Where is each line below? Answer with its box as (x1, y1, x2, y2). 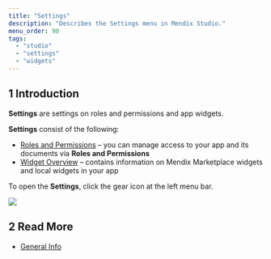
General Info (19, 241, 62, 251)
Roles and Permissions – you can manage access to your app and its (19, 139, 249, 150)
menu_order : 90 (8, 27, 60, 35)
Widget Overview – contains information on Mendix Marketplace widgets (19, 157, 263, 167)
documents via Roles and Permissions (19, 148, 150, 158)
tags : (8, 34, 27, 43)
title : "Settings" (8, 11, 70, 20)
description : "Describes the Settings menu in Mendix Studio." (8, 19, 227, 28)
